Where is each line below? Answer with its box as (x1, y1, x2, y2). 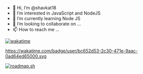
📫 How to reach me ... (12, 27, 60, 32)
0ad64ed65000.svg (5, 53, 47, 59)
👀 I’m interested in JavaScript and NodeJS (12, 10, 101, 16)
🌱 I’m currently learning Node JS (12, 16, 81, 21)
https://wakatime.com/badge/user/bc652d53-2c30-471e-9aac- (5, 48, 138, 54)
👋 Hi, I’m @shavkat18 (12, 5, 57, 11)
